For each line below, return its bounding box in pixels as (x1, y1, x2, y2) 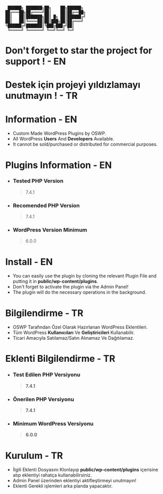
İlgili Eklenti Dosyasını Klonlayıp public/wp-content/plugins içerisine (12, 467, 158, 473)
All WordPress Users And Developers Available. (12, 136, 114, 142)
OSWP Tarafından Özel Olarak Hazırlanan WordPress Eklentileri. (12, 324, 148, 331)
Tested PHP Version (12, 177, 64, 184)
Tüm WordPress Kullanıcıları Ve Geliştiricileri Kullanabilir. (12, 330, 135, 336)
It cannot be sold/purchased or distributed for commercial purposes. (12, 141, 158, 148)
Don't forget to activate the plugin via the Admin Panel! (12, 284, 129, 290)
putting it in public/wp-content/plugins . (12, 278, 98, 284)
